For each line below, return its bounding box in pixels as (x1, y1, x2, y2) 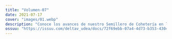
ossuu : (5, 26, 19, 31)
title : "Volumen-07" (5, 7, 50, 13)
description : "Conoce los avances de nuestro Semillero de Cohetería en (5, 21, 164, 27)
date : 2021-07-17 (5, 12, 42, 17)
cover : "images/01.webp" (5, 17, 58, 22)
